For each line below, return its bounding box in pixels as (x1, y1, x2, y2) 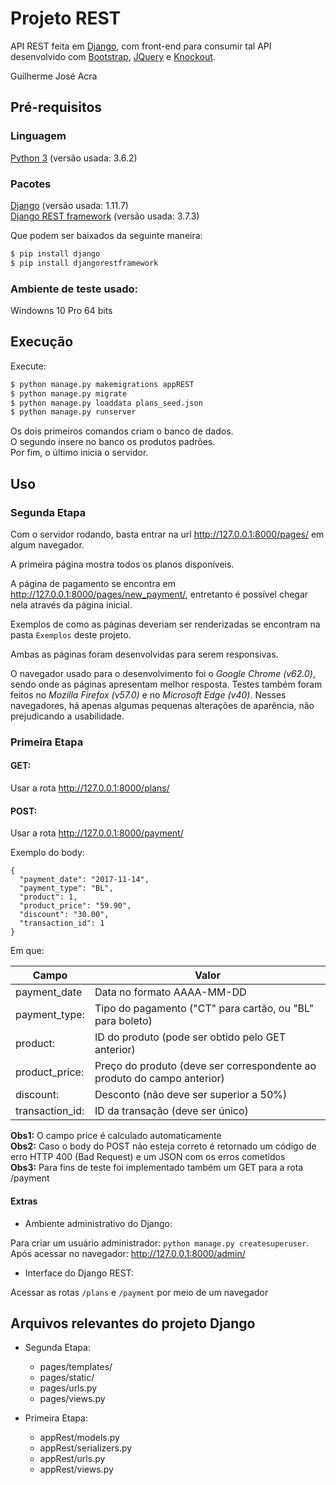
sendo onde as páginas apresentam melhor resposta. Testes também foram (10, 678, 323, 690)
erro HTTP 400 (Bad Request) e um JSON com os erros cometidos (10, 1151, 286, 1163)
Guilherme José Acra (10, 70, 98, 82)
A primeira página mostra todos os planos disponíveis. (10, 558, 235, 570)
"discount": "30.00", (19, 910, 110, 920)
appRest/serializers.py (39, 1442, 133, 1454)
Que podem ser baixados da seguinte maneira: (10, 229, 203, 241)
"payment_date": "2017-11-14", (19, 875, 150, 885)
